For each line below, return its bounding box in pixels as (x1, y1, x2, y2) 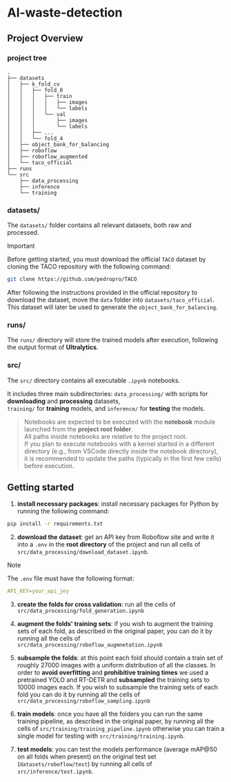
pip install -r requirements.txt (7, 520, 103, 527)
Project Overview (7, 32, 83, 44)
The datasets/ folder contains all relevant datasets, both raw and (7, 221, 192, 229)
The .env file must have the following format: (7, 574, 134, 583)
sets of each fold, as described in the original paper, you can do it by (17, 627, 212, 636)
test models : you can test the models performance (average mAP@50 (17, 745, 217, 754)
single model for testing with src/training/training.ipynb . (17, 732, 185, 740)
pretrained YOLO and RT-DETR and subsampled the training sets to (17, 676, 210, 684)
